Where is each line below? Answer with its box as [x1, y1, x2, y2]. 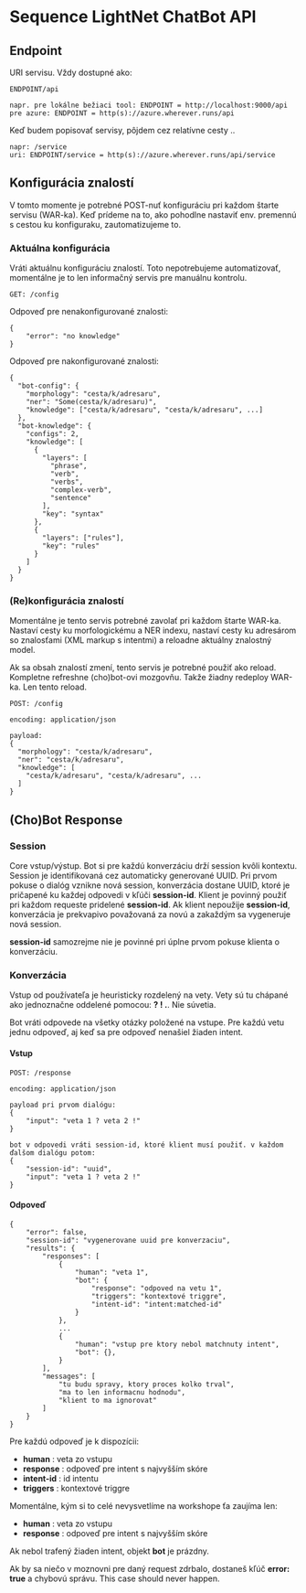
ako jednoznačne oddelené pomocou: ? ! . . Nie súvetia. [9, 1000, 216, 1010]
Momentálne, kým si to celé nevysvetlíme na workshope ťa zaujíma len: [9, 1500, 278, 1511]
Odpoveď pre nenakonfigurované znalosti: [9, 306, 169, 317]
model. [9, 645, 36, 656]
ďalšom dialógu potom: [9, 1148, 96, 1158]
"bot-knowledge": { [17, 422, 92, 431]
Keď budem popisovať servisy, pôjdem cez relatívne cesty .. [9, 125, 236, 135]
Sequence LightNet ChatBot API [9, 6, 257, 27]
